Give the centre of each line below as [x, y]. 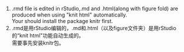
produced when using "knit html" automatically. [69, 15]
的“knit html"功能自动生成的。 [48, 35]
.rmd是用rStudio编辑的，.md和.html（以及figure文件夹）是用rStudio [94, 28]
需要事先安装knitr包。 [38, 43]
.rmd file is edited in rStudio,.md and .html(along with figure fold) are [95, 9]
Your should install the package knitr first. [62, 21]
